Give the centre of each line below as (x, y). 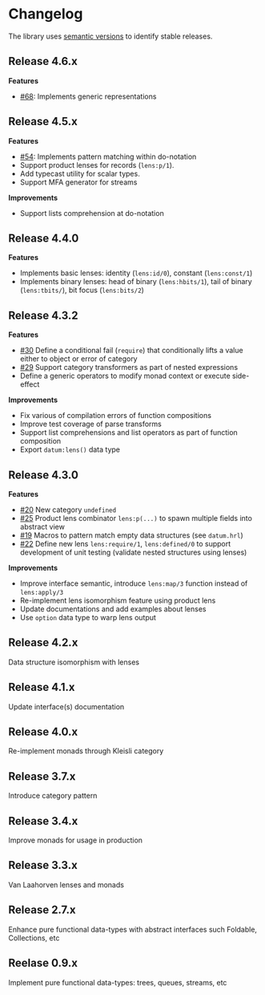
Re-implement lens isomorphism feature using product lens (118, 600)
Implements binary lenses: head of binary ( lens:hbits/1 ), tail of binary (136, 282)
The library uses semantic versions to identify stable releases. (110, 36)
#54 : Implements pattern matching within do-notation (108, 156)
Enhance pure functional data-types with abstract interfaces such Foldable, (133, 929)
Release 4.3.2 (43, 315)
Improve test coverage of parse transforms (90, 424)
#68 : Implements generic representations (88, 96)
